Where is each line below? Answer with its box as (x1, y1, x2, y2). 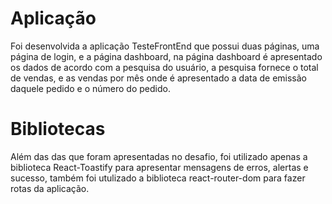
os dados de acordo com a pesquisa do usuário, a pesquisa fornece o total (10, 61, 319, 73)
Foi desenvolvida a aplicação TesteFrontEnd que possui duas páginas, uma (10, 40, 320, 52)
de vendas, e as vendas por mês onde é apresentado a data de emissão (10, 72, 308, 84)
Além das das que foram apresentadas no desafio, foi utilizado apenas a (10, 150, 308, 162)
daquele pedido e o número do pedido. (10, 82, 171, 94)
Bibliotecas (10, 118, 106, 141)
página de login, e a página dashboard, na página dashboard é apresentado (10, 50, 323, 62)
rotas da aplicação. (10, 182, 90, 194)
